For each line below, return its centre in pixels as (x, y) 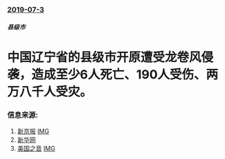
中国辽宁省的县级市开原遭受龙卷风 (105, 57)
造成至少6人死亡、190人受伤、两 (125, 74)
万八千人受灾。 (50, 92)
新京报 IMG (33, 131)
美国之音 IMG (36, 148)
